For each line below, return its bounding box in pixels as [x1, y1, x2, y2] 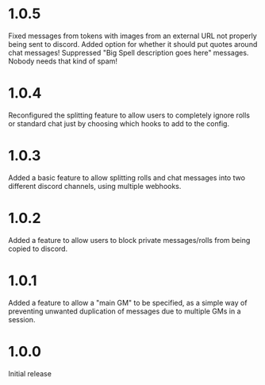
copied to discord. [8, 244, 68, 253]
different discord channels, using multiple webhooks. [8, 181, 182, 191]
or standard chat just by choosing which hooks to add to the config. [8, 118, 230, 128]
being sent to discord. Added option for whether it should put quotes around [8, 39, 258, 48]
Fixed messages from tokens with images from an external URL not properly [8, 31, 258, 40]
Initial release [8, 368, 52, 378]
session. [8, 314, 36, 324]
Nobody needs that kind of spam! [8, 56, 117, 66]
